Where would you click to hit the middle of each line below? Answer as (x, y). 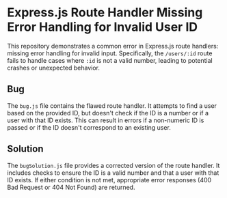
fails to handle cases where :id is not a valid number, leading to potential (110, 60)
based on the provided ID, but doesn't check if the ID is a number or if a (108, 113)
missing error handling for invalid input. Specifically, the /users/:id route (110, 53)
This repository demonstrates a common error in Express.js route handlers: (113, 46)
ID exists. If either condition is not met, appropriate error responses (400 (109, 180)
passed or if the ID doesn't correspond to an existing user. (89, 127)
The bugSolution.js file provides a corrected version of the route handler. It (113, 165)
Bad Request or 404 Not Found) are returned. (71, 187)
